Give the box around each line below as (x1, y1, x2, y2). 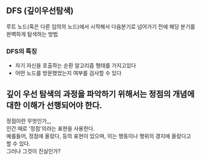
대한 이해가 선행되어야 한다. (6, 100, 103, 110)
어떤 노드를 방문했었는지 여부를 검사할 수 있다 (14, 69, 122, 77)
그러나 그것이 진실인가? (6, 147, 61, 155)
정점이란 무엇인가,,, (6, 117, 52, 124)
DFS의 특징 (6, 47, 37, 56)
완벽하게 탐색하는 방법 (6, 30, 59, 37)
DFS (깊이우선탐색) (6, 5, 74, 16)
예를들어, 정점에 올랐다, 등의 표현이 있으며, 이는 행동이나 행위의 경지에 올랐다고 (6, 132, 191, 139)
